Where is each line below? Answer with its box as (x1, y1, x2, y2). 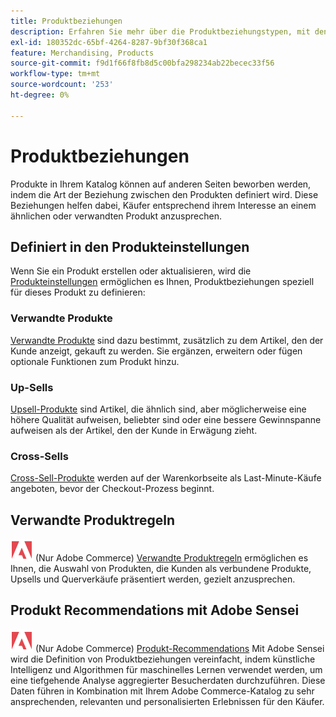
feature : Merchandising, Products (10, 48, 155, 58)
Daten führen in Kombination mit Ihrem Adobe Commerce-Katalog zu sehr (10, 685, 315, 697)
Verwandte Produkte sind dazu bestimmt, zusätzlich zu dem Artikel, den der (10, 334, 324, 346)
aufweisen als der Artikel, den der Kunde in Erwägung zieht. (10, 424, 258, 436)
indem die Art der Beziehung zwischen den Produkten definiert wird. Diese (10, 188, 319, 200)
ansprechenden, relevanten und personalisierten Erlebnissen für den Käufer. (10, 695, 325, 707)
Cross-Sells (10, 449, 69, 463)
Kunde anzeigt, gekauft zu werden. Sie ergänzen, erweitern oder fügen (10, 345, 303, 357)
